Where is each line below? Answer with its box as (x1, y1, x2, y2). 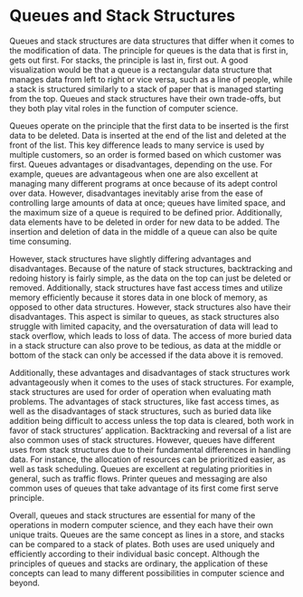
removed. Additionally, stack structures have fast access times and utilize (9, 282, 283, 293)
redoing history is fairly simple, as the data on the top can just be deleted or (9, 273, 291, 284)
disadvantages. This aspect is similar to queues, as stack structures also (9, 311, 279, 322)
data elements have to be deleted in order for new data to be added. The (9, 217, 280, 227)
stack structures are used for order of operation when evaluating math (9, 386, 271, 397)
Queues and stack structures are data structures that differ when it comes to (9, 35, 295, 46)
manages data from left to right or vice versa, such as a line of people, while (9, 73, 293, 84)
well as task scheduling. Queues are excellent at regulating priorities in (9, 463, 273, 474)
